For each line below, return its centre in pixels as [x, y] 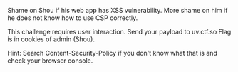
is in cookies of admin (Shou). [51, 39]
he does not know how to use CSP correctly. [73, 18]
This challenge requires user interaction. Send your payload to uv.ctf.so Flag [119, 32]
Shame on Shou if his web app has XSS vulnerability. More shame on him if [118, 10]
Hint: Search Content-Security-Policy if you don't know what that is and [112, 53]
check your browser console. [50, 61]
